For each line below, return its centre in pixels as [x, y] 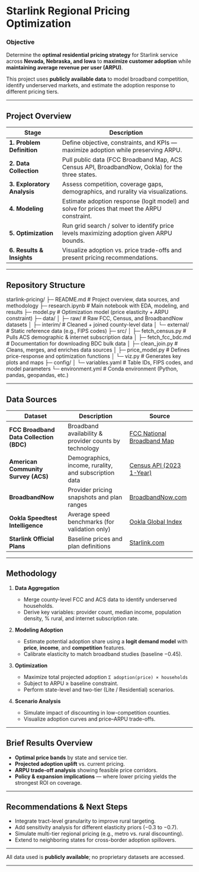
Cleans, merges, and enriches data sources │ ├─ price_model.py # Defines [98, 350]
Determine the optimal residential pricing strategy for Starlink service [92, 55]
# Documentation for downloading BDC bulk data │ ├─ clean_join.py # [92, 344]
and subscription [91, 473]
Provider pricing [90, 490]
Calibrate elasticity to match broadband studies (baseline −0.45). [103, 654]
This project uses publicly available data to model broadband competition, [98, 79]
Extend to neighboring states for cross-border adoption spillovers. [95, 840]
